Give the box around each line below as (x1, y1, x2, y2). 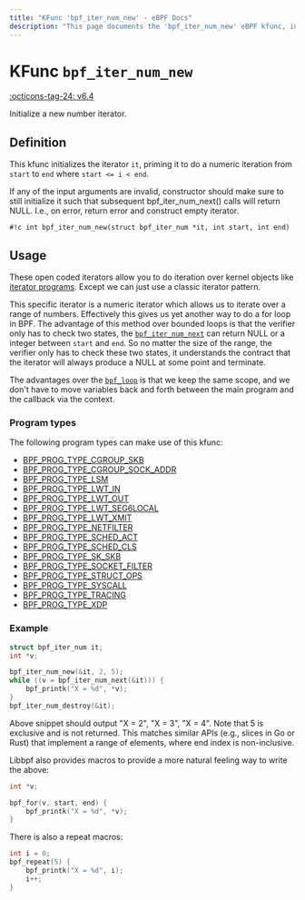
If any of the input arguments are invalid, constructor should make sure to (9, 186, 284, 197)
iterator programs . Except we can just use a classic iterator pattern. (9, 282, 261, 292)
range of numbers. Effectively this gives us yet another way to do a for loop (9, 309, 291, 320)
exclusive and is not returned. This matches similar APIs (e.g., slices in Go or (9, 727, 295, 738)
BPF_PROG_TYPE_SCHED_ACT (22, 532, 139, 543)
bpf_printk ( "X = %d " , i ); (25, 866, 124, 875)
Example (9, 622, 49, 635)
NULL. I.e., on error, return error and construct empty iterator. (9, 205, 240, 216)
